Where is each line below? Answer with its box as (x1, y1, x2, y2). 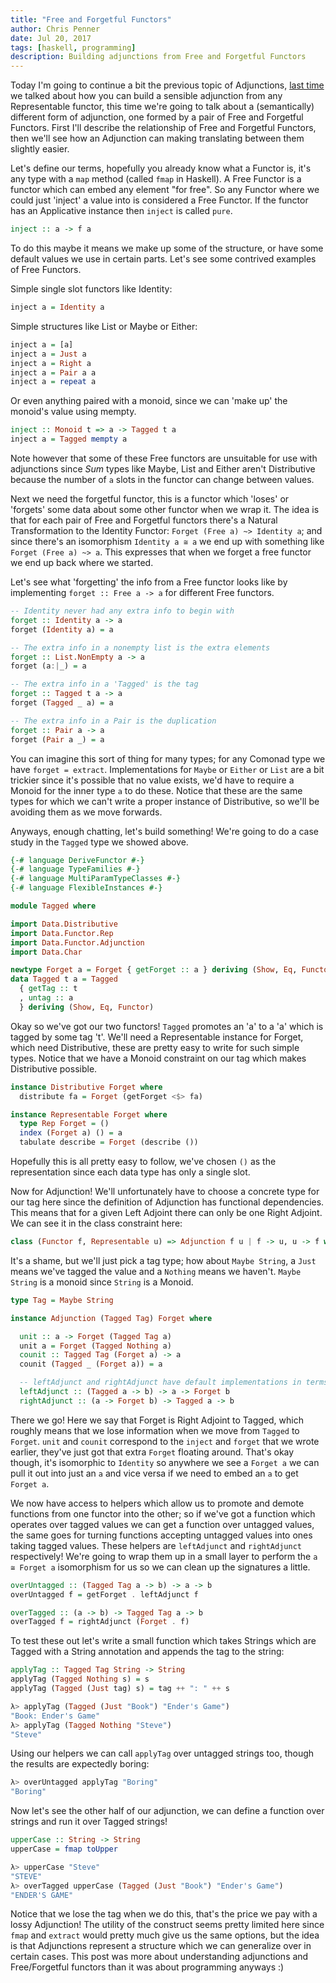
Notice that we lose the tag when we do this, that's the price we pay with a (10, 1908, 318, 1920)
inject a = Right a (10, 358, 92, 368)
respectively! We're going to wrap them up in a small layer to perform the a (10, 1550, 318, 1562)
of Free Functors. (10, 264, 82, 275)
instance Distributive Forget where (10, 1082, 163, 1092)
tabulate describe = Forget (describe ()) (19, 1137, 199, 1148)
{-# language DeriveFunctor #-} (10, 855, 145, 865)
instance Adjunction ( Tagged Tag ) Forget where (10, 1313, 213, 1323)
